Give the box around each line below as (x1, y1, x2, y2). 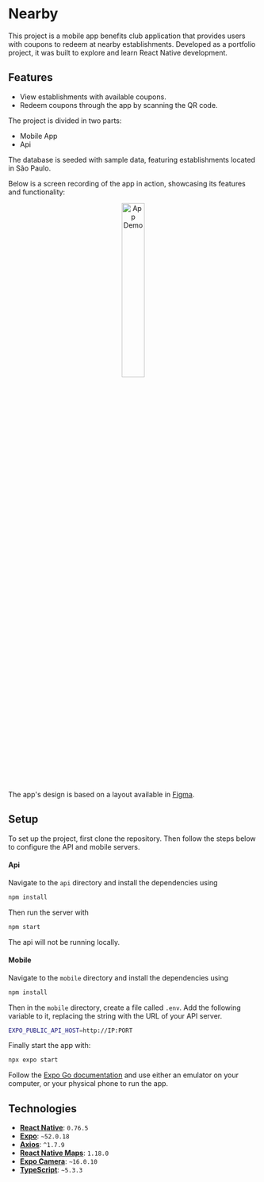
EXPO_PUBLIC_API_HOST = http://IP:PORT (8, 1027, 133, 1034)
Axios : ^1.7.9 (19, 1140, 65, 1149)
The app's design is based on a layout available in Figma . (8, 789, 195, 799)
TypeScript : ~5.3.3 (19, 1165, 83, 1175)
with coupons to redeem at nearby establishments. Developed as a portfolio (8, 39, 256, 48)
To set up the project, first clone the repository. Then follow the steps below (8, 834, 256, 843)
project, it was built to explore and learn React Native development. (8, 48, 228, 57)
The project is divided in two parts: (8, 116, 122, 125)
